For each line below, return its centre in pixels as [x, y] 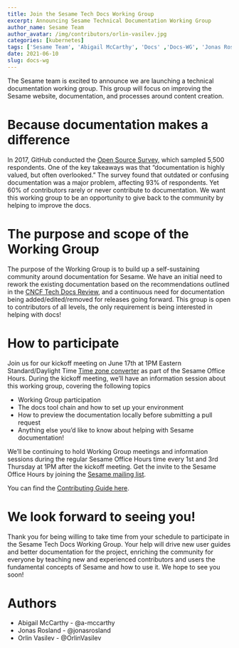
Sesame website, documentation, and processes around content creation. [116, 96]
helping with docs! [34, 314]
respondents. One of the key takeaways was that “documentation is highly [116, 167]
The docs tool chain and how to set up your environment [100, 407]
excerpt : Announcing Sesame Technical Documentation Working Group [110, 21]
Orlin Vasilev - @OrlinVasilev [59, 638]
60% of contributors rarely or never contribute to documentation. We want [116, 190]
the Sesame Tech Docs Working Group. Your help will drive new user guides [119, 544]
